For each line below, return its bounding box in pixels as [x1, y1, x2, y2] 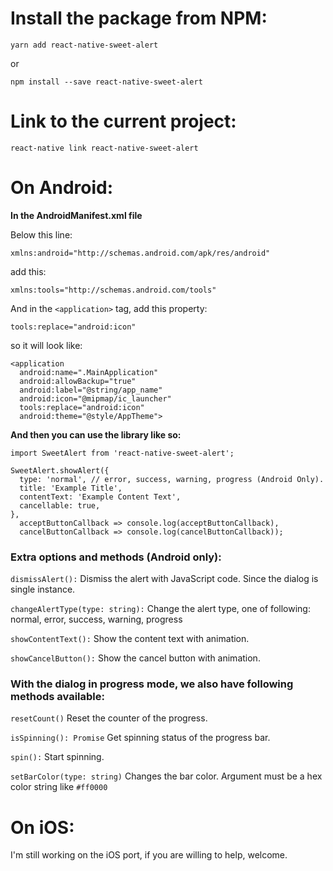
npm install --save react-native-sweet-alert [10, 77, 203, 87]
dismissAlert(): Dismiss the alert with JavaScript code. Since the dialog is [10, 573, 319, 585]
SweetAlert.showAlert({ [10, 465, 110, 476]
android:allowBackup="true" [19, 376, 137, 386]
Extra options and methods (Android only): [10, 550, 222, 564]
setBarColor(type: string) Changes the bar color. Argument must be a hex [10, 770, 323, 782]
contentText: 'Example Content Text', [19, 492, 182, 502]
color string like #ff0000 [10, 781, 108, 793]
